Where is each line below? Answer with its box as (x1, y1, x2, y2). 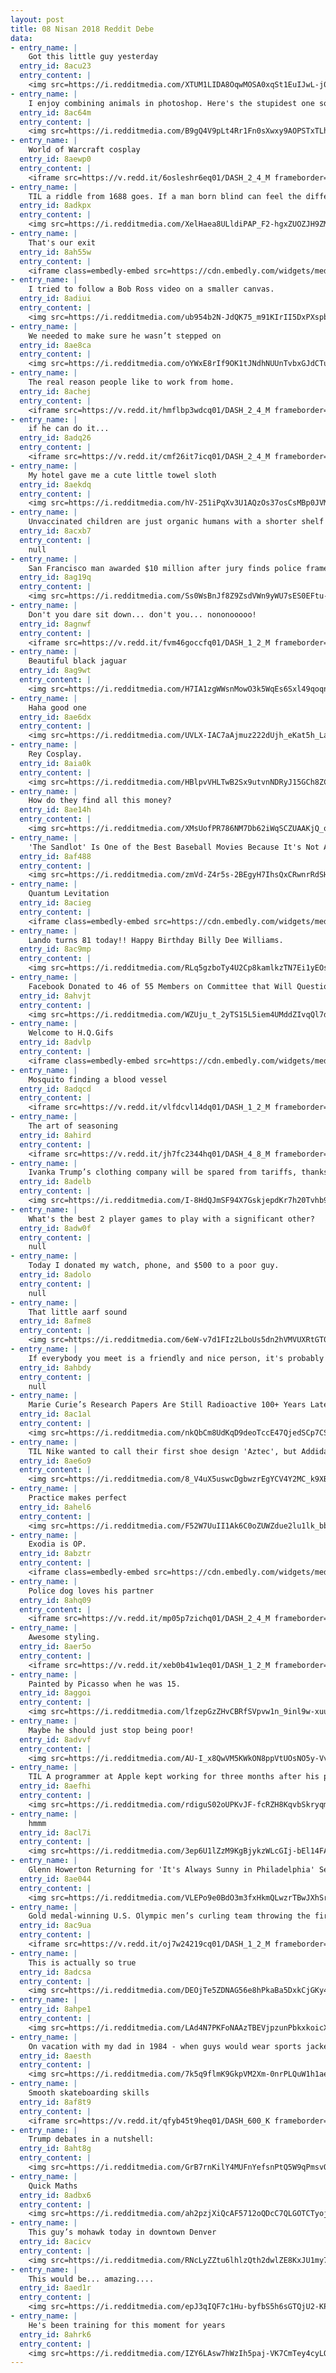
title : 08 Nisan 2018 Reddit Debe (10, 24, 155, 34)
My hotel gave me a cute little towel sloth (28, 470, 217, 480)
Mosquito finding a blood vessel (28, 1074, 168, 1085)
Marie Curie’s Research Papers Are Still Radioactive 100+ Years (28, 1400, 307, 1410)
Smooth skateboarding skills (28, 2088, 150, 2098)
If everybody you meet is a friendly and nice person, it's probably (28, 1353, 325, 1363)
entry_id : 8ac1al (19, 1409, 92, 1420)
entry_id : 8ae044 (19, 1874, 92, 1884)
